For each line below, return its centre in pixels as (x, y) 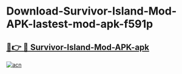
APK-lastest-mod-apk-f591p (80, 24)
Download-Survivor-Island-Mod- (92, 11)
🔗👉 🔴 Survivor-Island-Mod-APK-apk (78, 47)
